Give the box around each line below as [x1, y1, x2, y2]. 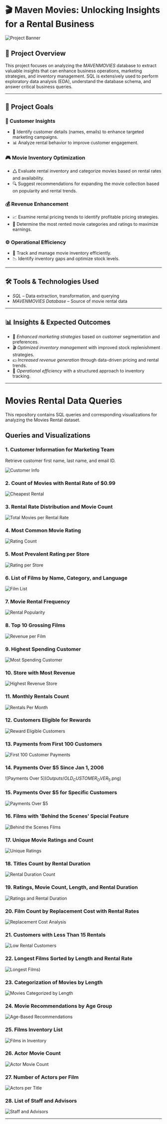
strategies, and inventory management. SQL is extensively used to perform [5, 73, 159, 79]
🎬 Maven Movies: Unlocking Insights [5, 4, 161, 16]
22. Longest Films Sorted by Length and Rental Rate [5, 955, 133, 962]
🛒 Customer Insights [5, 118, 56, 125]
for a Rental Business [5, 18, 94, 30]
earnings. [12, 226, 32, 232]
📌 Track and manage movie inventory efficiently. [12, 250, 112, 256]
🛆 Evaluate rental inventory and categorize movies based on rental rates [12, 168, 162, 174]
